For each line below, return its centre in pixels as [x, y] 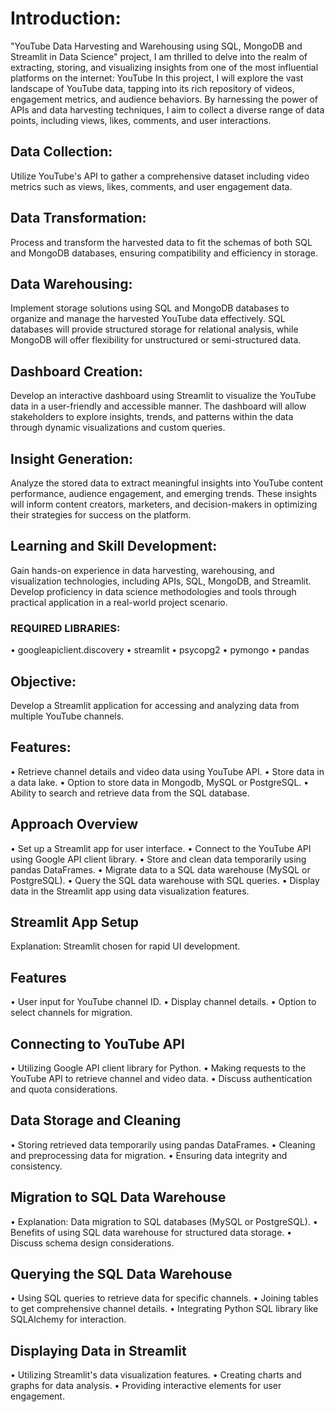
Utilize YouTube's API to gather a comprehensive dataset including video [160, 176]
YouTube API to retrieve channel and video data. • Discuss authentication [161, 1078]
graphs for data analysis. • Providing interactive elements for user [146, 1386]
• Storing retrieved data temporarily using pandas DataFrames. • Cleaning [163, 1144]
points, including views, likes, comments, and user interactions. [141, 120]
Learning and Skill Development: [114, 546]
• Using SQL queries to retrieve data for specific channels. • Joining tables [164, 1298]
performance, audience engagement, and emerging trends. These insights [164, 493]
